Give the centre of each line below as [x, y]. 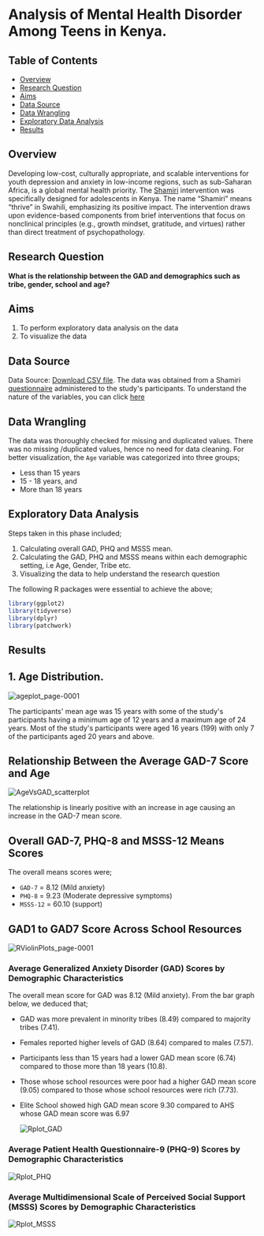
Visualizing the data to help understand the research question [120, 573]
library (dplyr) [33, 618]
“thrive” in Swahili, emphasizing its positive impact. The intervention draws [129, 207]
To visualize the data [53, 336]
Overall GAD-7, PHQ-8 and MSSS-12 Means [116, 840]
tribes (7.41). [40, 1028]
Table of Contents [53, 60]
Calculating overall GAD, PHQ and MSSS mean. [96, 548]
